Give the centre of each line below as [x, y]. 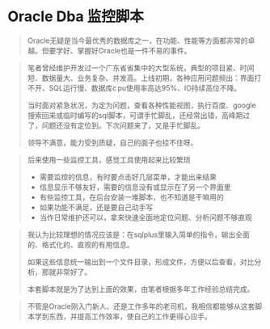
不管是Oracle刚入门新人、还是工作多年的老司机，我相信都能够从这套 [141, 306]
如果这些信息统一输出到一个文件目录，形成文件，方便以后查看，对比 [141, 262]
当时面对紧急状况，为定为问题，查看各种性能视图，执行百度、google [141, 105]
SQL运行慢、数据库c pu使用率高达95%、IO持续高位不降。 [145, 88]
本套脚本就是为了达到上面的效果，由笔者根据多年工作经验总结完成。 [141, 289]
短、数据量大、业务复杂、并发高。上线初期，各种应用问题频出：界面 [141, 78]
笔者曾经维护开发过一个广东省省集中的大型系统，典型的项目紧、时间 [141, 67]
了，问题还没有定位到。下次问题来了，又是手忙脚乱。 [116, 125]
